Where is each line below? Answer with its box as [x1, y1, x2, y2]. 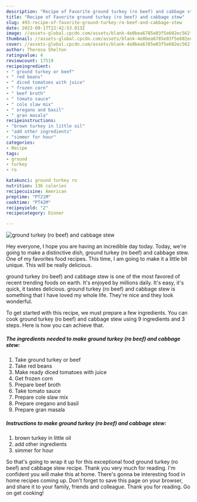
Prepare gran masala [14, 406, 66, 413]
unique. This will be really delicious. [6, 262, 93, 269]
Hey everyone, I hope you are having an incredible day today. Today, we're [6, 243, 186, 250]
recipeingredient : [6, 63, 51, 69]
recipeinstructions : [6, 118, 57, 124]
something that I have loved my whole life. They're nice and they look [6, 292, 174, 299]
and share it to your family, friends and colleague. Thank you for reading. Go [6, 483, 191, 490]
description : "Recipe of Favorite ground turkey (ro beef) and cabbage [6, 8, 185, 15]
